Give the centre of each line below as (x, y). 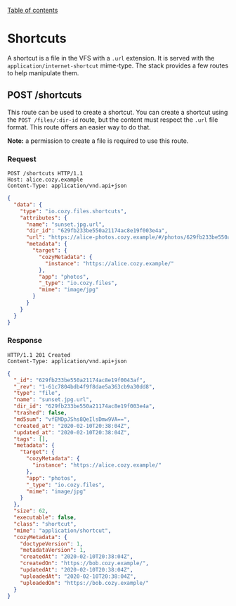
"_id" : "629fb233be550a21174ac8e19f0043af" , (80, 380)
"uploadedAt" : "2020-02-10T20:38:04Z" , (78, 576)
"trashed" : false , (41, 413)
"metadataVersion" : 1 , (53, 550)
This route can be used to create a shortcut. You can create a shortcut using (118, 112)
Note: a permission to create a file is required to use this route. (98, 141)
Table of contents (33, 10)
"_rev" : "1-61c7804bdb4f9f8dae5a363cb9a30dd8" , (85, 386)
